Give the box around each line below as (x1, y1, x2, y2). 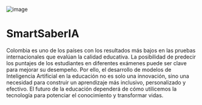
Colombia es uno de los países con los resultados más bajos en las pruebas (6, 46, 196, 54)
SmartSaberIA (6, 27, 79, 40)
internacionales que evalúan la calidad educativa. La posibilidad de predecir (6, 53, 196, 60)
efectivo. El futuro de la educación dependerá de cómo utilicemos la (6, 85, 177, 92)
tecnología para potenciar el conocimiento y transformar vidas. (6, 91, 164, 99)
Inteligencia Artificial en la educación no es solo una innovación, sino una (6, 72, 189, 80)
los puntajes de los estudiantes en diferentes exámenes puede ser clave (6, 59, 187, 66)
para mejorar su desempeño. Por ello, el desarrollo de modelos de (6, 66, 172, 73)
